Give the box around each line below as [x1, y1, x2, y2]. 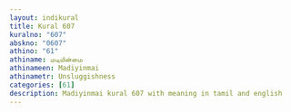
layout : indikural [9, 13, 79, 23]
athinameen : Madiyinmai [9, 64, 100, 73]
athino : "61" [9, 47, 59, 56]
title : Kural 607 [9, 22, 75, 31]
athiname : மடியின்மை [9, 55, 84, 64]
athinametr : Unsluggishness [9, 72, 116, 81]
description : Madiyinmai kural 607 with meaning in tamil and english [9, 89, 283, 98]
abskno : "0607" [9, 38, 67, 48]
